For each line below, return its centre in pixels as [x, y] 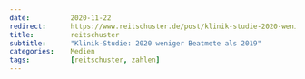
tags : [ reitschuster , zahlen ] [85, 60]
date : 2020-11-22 [60, 18]
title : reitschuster [64, 35]
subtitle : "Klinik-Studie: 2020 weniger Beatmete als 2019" [135, 43]
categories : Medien [52, 52]
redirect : [28, 26]
